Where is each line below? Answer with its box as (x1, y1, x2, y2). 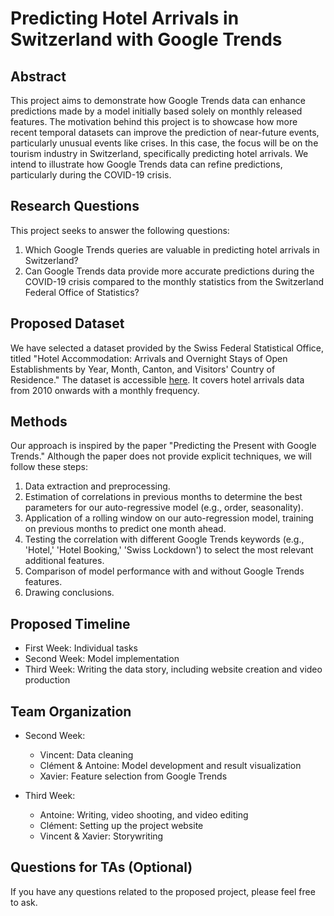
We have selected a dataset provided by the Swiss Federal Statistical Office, (10, 342, 325, 354)
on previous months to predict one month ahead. (24, 523, 227, 535)
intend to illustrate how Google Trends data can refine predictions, (10, 158, 283, 170)
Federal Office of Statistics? (24, 286, 140, 298)
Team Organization (10, 703, 132, 720)
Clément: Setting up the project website (39, 820, 204, 832)
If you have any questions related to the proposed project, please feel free (10, 885, 316, 897)
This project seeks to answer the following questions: (10, 224, 230, 236)
